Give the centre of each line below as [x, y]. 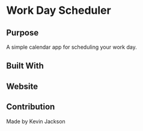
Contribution [31, 107]
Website [22, 86]
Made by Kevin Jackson [36, 121]
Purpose [23, 33]
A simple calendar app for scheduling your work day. [71, 47]
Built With [25, 66]
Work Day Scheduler [59, 11]
